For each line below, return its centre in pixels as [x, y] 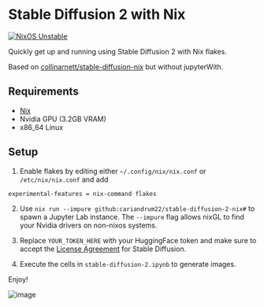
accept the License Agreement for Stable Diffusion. [103, 249]
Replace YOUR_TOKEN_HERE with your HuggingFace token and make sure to [138, 240]
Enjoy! [19, 279]
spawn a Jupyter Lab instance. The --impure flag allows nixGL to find [132, 216]
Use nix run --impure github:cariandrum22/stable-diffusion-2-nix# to [137, 208]
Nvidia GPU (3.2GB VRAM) [63, 119]
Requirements [43, 92]
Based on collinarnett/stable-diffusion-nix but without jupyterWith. [116, 67]
